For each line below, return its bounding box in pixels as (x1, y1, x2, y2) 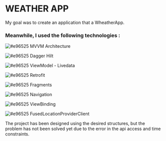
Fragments (29, 82, 52, 88)
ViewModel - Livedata (29, 63, 75, 69)
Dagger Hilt (29, 53, 53, 59)
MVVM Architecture (29, 43, 71, 49)
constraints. (5, 131, 30, 137)
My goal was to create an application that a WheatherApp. (5, 19, 125, 25)
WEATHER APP (5, 3, 69, 14)
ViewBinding (29, 101, 56, 107)
